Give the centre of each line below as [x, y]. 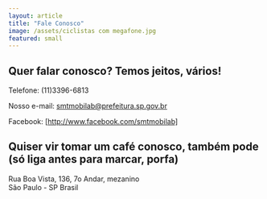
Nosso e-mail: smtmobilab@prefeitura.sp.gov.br [88, 106]
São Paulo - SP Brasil [43, 187]
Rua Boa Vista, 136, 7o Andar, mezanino [74, 179]
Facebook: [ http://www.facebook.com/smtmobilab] [93, 122]
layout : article [35, 16]
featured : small [35, 38]
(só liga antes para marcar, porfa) [94, 159]
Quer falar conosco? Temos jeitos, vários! [115, 70]
